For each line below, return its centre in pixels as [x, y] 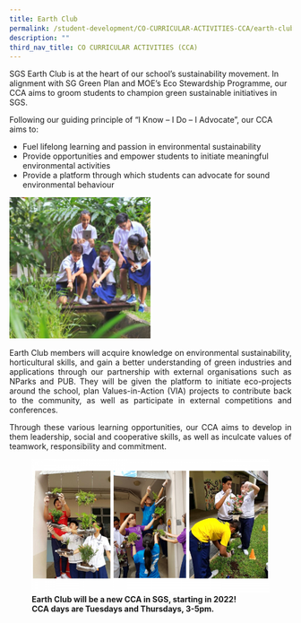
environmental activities [66, 166]
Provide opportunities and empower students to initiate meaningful [145, 156]
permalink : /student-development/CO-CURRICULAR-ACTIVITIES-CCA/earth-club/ [154, 28]
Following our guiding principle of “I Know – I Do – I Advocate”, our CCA [141, 120]
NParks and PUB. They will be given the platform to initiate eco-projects [150, 382]
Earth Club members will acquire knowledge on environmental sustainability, [150, 353]
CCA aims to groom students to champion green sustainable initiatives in [143, 93]
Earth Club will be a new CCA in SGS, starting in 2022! [134, 599]
